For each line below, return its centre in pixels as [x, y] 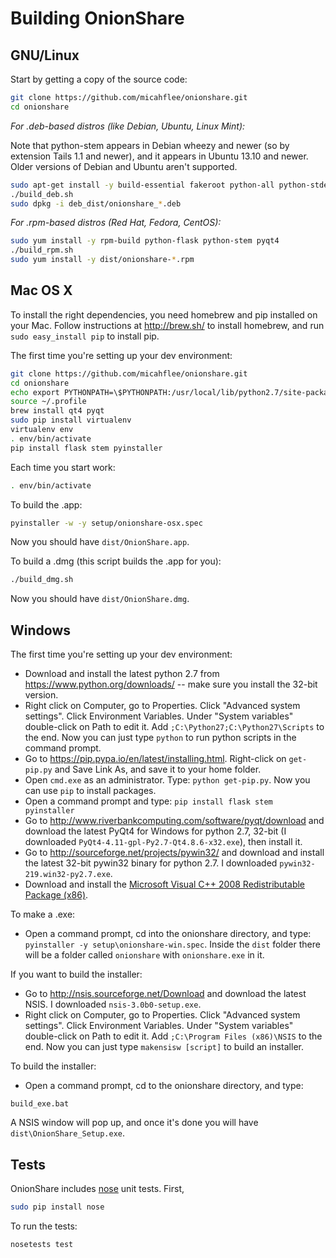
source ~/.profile [48, 402]
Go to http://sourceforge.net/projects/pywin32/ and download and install [174, 853]
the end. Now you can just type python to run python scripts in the [160, 738]
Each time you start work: [63, 467]
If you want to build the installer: [76, 974]
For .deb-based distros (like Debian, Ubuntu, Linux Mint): [128, 126]
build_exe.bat [40, 1104]
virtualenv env [42, 430]
